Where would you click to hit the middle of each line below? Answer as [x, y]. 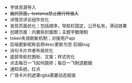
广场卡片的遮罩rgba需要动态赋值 [43, 75]
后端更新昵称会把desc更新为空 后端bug [50, 44]
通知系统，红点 [25, 69]
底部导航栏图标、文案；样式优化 [42, 57]
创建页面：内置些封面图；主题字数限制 [49, 32]
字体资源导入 [23, 7]
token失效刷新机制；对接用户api [43, 38]
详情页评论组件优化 [29, 20]
